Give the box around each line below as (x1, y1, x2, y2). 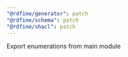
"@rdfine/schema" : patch (6, 17, 79, 24)
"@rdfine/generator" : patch (6, 10, 89, 17)
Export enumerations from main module (6, 42, 121, 51)
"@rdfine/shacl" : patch (6, 23, 76, 30)
